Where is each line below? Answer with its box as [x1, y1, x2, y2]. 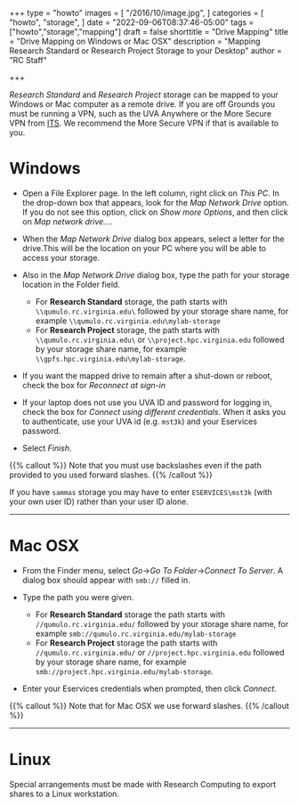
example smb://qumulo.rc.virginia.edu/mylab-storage [35, 628, 237, 639]
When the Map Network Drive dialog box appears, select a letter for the [21, 233, 285, 244]
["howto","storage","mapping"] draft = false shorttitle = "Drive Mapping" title [9, 27, 289, 37]
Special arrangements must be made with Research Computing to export [9, 778, 277, 789]
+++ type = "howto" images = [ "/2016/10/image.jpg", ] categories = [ [9, 8, 264, 18]
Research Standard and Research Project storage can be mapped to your [9, 89, 279, 100]
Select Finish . [21, 443, 73, 453]
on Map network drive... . [21, 216, 113, 226]
